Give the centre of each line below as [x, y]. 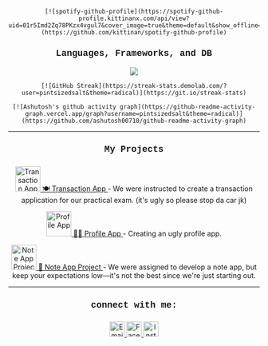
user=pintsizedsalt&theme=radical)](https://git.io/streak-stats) [134, 93]
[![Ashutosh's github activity [65, 107]
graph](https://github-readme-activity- [187, 107]
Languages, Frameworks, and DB [134, 54]
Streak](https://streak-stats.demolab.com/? [152, 86]
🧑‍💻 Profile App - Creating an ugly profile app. [147, 234]
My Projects [134, 149]
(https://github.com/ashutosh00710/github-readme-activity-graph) [134, 121]
